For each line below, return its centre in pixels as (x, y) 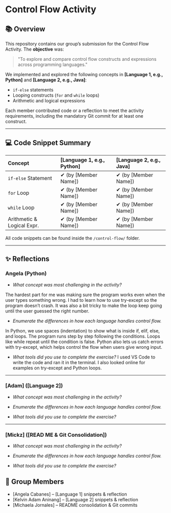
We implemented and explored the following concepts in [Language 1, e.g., (84, 74)
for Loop (19, 193)
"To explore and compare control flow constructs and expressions (87, 59)
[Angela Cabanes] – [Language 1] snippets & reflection (70, 494)
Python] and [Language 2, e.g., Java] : (46, 80)
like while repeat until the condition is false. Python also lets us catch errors (84, 342)
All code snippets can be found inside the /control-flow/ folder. (73, 238)
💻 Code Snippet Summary (48, 143)
